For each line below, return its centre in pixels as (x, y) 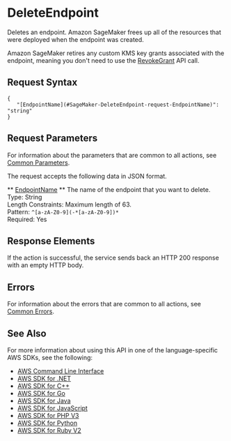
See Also (27, 333)
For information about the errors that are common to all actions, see (104, 304)
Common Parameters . (39, 163)
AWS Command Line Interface (61, 371)
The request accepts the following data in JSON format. (87, 176)
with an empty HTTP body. (46, 265)
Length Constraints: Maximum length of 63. (70, 204)
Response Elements (51, 241)
